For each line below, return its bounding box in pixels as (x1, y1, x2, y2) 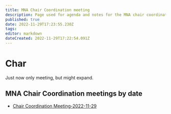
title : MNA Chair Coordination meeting (5, 7, 90, 13)
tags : (5, 26, 17, 32)
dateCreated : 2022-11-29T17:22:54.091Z (5, 36, 90, 41)
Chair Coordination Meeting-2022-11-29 (12, 103, 97, 109)
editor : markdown (5, 31, 42, 36)
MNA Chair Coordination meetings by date (5, 90, 142, 98)
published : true (5, 17, 40, 22)
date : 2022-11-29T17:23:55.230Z (5, 21, 74, 27)
